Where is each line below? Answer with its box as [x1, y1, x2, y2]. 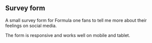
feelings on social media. [5, 22, 57, 28]
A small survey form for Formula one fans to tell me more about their [5, 17, 147, 23]
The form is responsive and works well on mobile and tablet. [5, 32, 130, 38]
